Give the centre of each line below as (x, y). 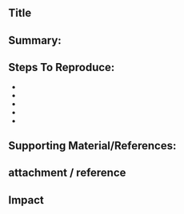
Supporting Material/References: (92, 146)
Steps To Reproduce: (62, 67)
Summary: (35, 40)
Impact (26, 200)
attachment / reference (67, 173)
